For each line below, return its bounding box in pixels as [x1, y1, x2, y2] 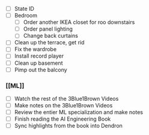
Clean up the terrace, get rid [14, 39, 85, 46]
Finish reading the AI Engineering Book [14, 115, 111, 122]
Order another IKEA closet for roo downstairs [23, 19, 135, 26]
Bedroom [14, 12, 37, 19]
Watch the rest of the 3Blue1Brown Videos [14, 95, 119, 102]
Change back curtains [23, 32, 79, 40]
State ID [14, 5, 34, 12]
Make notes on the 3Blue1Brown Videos [14, 101, 113, 109]
